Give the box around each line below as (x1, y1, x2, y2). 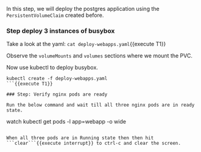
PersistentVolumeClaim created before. (6, 12, 104, 19)
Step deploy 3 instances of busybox (6, 27, 115, 35)
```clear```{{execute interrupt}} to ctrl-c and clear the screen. (6, 140, 182, 147)
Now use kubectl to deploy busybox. (6, 64, 99, 71)
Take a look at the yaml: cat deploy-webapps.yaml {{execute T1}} (6, 41, 166, 48)
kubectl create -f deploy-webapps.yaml (6, 76, 108, 82)
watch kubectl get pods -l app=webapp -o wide (6, 118, 127, 125)
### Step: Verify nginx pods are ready (6, 91, 108, 97)
